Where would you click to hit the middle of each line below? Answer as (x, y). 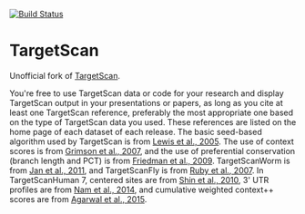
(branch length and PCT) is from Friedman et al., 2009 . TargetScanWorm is (150, 160)
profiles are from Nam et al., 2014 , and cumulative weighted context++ (142, 190)
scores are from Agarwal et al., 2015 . (78, 199)
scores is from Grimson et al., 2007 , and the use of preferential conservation (152, 151)
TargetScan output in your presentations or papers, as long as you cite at (147, 102)
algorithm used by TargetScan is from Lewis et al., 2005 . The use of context (152, 141)
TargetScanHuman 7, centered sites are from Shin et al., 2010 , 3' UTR (139, 180)
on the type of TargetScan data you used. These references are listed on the (153, 122)
